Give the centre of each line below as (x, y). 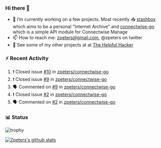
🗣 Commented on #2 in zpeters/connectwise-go (64, 102)
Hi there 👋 (18, 8)
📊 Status (17, 117)
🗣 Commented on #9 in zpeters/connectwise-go (64, 87)
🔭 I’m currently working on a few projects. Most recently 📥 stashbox (84, 19)
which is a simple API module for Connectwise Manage (70, 32)
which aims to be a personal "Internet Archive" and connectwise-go (83, 27)
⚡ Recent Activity (27, 59)
